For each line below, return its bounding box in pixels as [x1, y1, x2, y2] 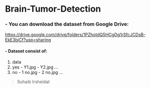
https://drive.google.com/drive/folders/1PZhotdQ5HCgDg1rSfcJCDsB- [5, 32, 146, 37]
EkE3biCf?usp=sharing [5, 37, 51, 43]
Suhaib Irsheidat [17, 79, 50, 85]
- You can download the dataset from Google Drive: [5, 21, 129, 28]
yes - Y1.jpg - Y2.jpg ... [12, 64, 58, 70]
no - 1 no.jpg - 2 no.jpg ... [12, 69, 63, 75]
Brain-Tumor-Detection [5, 3, 101, 15]
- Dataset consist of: [5, 48, 48, 54]
